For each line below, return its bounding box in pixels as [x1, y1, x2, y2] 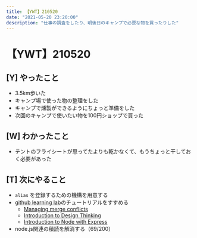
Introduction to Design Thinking [23, 212, 101, 219]
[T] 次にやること [6, 174, 67, 184]
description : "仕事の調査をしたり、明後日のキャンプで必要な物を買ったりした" [6, 20, 179, 26]
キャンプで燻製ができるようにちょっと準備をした [14, 105, 135, 112]
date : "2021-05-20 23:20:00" [6, 14, 79, 20]
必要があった [20, 155, 52, 162]
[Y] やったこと [6, 73, 60, 83]
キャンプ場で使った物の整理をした [14, 97, 99, 104]
